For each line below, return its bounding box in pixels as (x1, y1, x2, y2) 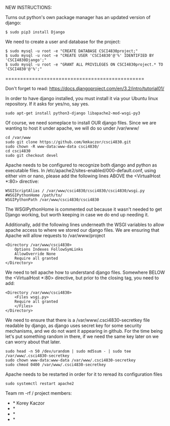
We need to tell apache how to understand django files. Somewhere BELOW (5, 269, 165, 275)
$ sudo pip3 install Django (5, 30, 65, 35)
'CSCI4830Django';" (5, 57, 47, 63)
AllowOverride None (14, 251, 56, 256)
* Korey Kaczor (12, 400, 45, 406)
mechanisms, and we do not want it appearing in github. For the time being (5, 328, 163, 334)
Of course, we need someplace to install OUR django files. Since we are (5, 120, 157, 126)
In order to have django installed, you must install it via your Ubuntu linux (5, 95, 158, 102)
